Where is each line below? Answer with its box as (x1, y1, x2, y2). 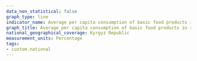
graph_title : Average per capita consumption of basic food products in (6, 24, 188, 31)
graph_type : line (6, 14, 49, 20)
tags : (6, 41, 19, 47)
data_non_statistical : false (6, 8, 77, 15)
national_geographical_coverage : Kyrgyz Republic (6, 30, 130, 36)
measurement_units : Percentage (6, 35, 83, 41)
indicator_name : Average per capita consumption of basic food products (6, 19, 188, 25)
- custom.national (6, 46, 51, 52)
